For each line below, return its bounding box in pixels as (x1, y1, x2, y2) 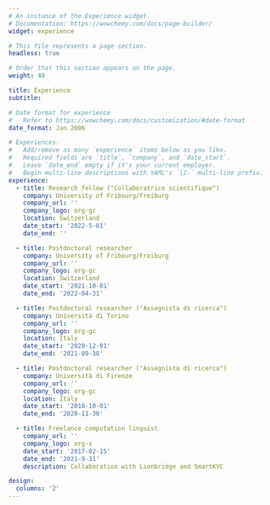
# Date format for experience (8, 108, 111, 116)
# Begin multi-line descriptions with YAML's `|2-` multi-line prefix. (8, 169, 264, 177)
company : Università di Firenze (23, 371, 133, 380)
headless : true (8, 50, 60, 58)
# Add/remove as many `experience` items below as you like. (8, 146, 228, 155)
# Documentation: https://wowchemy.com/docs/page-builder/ (8, 20, 213, 28)
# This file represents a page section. (8, 42, 148, 50)
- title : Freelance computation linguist (15, 424, 159, 433)
